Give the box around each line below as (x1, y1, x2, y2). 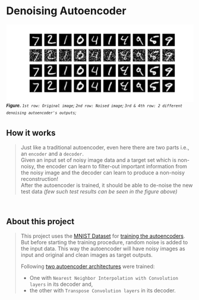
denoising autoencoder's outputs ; (6, 110, 77, 116)
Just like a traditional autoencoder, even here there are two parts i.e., (20, 143, 189, 151)
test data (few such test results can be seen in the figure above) (20, 188, 178, 195)
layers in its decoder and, (29, 280, 93, 288)
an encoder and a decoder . (20, 150, 84, 157)
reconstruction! (20, 175, 58, 182)
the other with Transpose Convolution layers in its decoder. (29, 286, 176, 294)
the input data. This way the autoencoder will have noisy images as (20, 245, 185, 252)
